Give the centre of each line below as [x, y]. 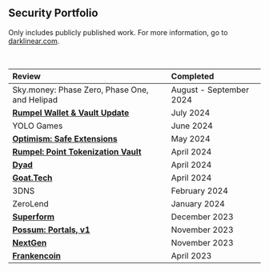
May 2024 [191, 138]
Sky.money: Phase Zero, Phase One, [81, 90]
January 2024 [198, 203]
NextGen [30, 242]
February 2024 [199, 190]
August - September [210, 90]
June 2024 [192, 126]
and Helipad [35, 99]
